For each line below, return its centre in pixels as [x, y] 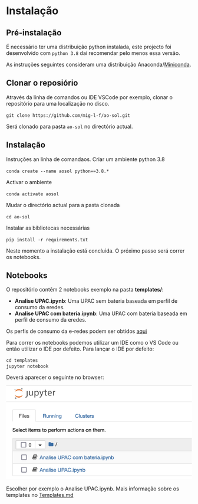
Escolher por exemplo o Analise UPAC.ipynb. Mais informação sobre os [93, 489]
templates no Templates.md [40, 495]
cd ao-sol [18, 217]
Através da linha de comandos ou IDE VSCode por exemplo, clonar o [89, 97]
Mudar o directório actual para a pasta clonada [63, 205]
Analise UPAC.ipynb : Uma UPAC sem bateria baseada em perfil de [96, 301]
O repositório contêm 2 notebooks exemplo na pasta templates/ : [85, 290]
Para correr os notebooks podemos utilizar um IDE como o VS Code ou [92, 343]
